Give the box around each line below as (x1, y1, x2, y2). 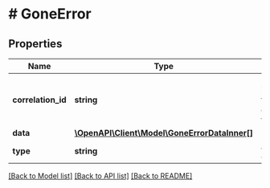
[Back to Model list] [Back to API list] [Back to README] (8, 171, 193, 181)
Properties (8, 37, 63, 51)
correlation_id (12, 94, 67, 105)
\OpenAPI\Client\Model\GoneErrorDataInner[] (74, 128, 253, 138)
